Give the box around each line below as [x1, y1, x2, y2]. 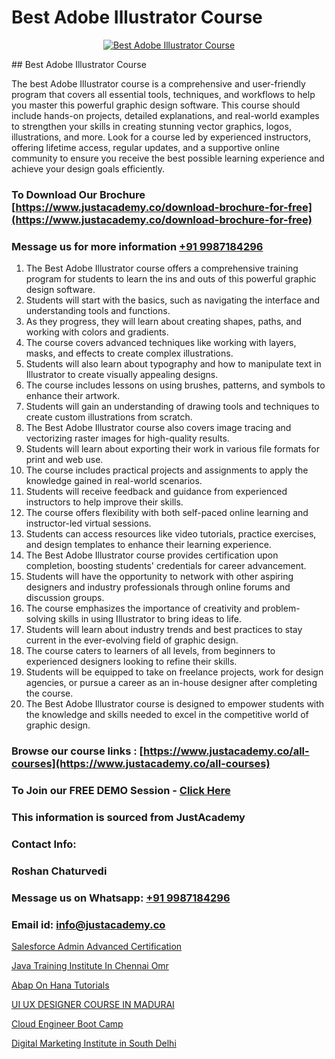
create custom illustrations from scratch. [25, 411, 193, 423]
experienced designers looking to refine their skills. [25, 656, 238, 668]
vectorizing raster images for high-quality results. [25, 432, 230, 445]
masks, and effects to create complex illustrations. [25, 347, 234, 360]
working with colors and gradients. [25, 326, 169, 338]
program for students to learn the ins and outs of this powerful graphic [25, 273, 317, 285]
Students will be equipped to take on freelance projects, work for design [25, 666, 324, 678]
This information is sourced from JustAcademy [11, 810, 246, 824]
